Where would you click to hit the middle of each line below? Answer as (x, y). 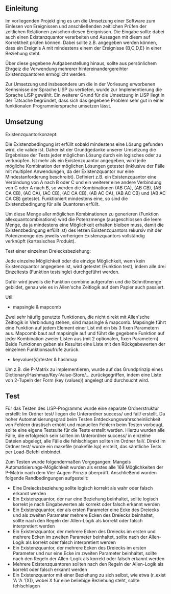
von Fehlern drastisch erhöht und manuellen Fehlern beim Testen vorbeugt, (85, 425)
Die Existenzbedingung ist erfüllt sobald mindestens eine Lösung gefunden (84, 144)
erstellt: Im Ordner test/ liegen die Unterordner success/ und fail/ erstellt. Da (85, 414)
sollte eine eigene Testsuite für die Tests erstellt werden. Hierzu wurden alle (85, 430)
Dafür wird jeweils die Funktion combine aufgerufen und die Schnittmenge (83, 281)
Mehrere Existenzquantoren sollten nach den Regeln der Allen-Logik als (88, 564)
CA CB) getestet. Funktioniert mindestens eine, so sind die (67, 199)
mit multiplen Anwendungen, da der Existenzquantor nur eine (70, 171)
